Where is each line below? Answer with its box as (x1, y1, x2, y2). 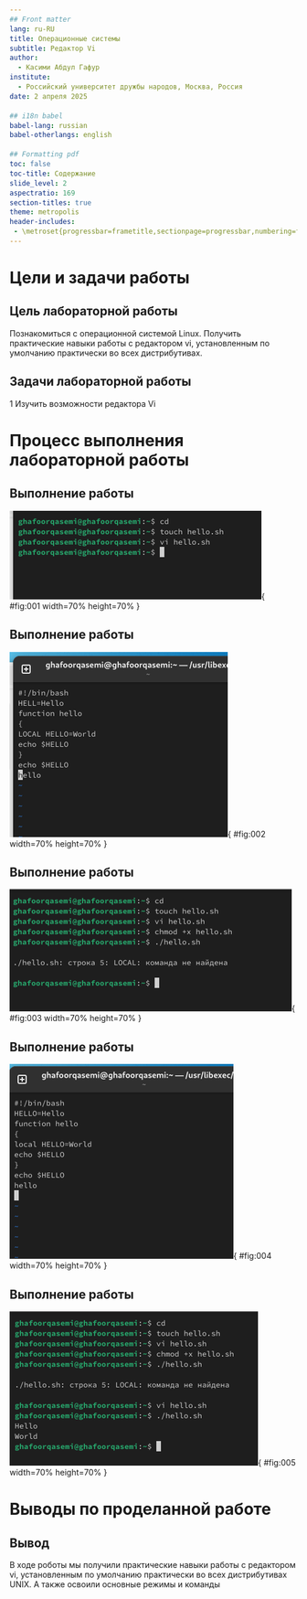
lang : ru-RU (9, 24, 55, 34)
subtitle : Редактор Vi (9, 44, 96, 53)
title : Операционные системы (9, 34, 121, 43)
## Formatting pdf (9, 150, 79, 159)
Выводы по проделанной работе (9, 1499, 271, 1519)
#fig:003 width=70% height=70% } (9, 1013, 142, 1024)
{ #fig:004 (233, 1251, 272, 1262)
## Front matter (9, 15, 71, 24)
